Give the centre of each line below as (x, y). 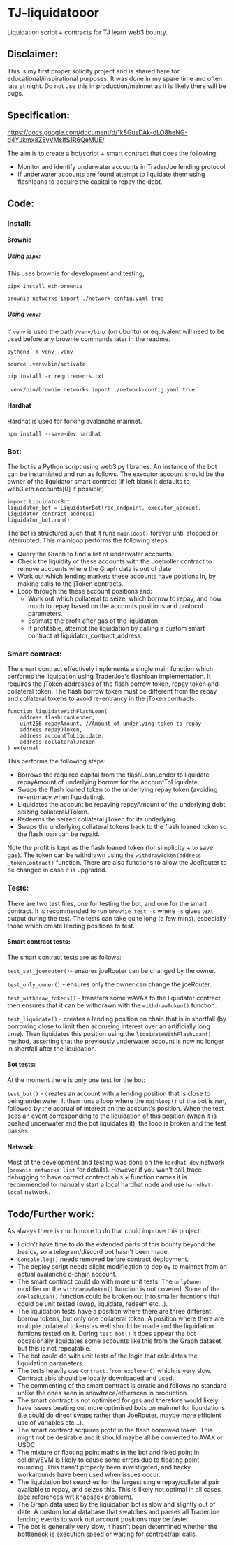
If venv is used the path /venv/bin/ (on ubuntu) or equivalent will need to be (116, 332)
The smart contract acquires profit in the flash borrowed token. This (115, 1430)
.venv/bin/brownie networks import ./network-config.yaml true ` (103, 389)
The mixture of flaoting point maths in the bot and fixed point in (108, 1452)
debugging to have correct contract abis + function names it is (97, 1177)
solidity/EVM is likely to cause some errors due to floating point (108, 1460)
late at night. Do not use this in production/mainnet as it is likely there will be (117, 86)
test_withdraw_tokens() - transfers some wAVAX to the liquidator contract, (115, 998)
